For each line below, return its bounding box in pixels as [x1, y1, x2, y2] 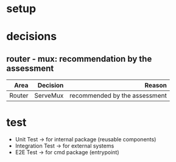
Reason [144, 81, 167, 90]
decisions [6, 30, 57, 44]
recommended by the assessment [69, 92, 167, 100]
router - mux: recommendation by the [6, 53, 152, 64]
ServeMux [34, 92, 64, 100]
